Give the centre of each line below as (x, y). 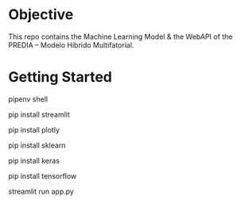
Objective (41, 15)
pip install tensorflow (43, 175)
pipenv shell (28, 99)
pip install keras (34, 160)
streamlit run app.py (41, 191)
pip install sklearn (37, 145)
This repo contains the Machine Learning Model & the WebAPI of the (120, 37)
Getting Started (60, 77)
